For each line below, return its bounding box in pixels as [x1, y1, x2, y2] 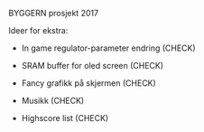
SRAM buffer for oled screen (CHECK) [21, 61, 164, 71]
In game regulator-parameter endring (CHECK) [21, 42, 196, 53]
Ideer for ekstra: [8, 25, 69, 35]
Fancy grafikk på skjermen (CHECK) [21, 78, 157, 89]
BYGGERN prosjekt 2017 [8, 8, 99, 18]
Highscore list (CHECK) [21, 113, 109, 123]
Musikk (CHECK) [21, 95, 85, 106]
